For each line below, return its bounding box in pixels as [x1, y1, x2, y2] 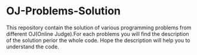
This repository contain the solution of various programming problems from [6, 24, 192, 31]
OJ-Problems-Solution [6, 4, 121, 18]
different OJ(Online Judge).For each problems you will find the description [6, 30, 189, 37]
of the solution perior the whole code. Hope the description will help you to [6, 36, 190, 44]
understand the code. [6, 43, 60, 50]
